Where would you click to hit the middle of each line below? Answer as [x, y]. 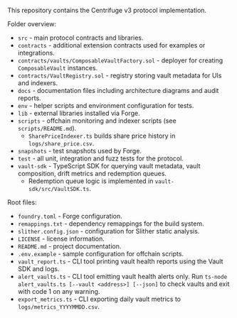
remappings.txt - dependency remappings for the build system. [111, 224]
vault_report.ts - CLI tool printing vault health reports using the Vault [120, 261]
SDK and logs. [38, 269]
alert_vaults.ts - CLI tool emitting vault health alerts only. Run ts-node [122, 276]
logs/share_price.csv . [61, 143]
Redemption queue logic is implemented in [91, 181]
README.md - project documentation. [69, 246]
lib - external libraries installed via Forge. [79, 113]
